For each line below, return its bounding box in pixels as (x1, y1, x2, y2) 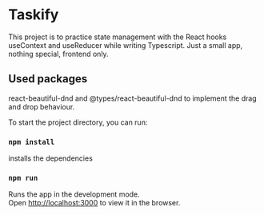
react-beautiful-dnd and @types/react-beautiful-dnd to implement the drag (8, 94, 258, 103)
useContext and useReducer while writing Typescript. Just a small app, (8, 40, 243, 50)
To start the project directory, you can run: (8, 117, 148, 127)
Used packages (8, 72, 88, 86)
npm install (8, 137, 55, 146)
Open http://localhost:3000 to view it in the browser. (8, 198, 181, 208)
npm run (8, 173, 38, 182)
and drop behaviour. (8, 102, 75, 111)
